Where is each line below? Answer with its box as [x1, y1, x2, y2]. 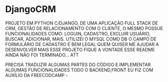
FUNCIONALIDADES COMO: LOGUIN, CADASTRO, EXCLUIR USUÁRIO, [5, 30, 150, 36]
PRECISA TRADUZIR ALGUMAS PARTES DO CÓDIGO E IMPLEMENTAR [5, 61, 151, 67]
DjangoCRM [5, 3, 56, 15]
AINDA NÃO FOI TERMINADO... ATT [5, 51, 79, 58]
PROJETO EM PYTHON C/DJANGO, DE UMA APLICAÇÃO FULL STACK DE [5, 20, 158, 26]
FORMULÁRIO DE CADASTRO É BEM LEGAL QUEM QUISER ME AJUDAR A [5, 41, 159, 47]
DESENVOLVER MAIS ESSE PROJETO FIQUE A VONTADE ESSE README [5, 46, 155, 52]
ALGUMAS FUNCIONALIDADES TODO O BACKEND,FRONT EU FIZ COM [5, 66, 153, 73]
